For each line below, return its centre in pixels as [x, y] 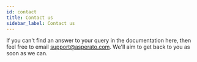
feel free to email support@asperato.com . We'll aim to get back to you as [98, 47]
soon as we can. [27, 53]
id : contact [21, 12]
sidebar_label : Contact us [41, 23]
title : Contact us [30, 18]
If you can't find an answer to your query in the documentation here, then [99, 41]
